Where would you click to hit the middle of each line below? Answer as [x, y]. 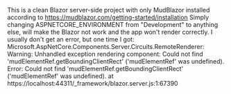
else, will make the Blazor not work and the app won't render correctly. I [110, 32]
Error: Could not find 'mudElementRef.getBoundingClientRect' [95, 69]
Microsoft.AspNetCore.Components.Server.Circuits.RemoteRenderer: [106, 47]
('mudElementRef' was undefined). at [60, 76]
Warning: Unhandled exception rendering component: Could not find [105, 54]
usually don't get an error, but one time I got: [71, 39]
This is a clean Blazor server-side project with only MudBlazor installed [109, 10]
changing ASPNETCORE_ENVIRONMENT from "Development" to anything [113, 25]
